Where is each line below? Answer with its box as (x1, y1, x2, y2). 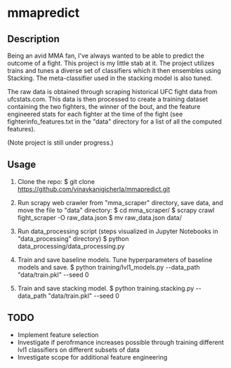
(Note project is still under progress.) (7, 138, 114, 147)
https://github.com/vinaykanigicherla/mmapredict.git (17, 185, 171, 193)
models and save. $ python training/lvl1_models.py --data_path (17, 263, 200, 271)
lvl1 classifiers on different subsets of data (17, 346, 140, 354)
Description (7, 33, 60, 45)
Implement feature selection (17, 330, 99, 339)
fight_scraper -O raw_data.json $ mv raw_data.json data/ (17, 213, 183, 222)
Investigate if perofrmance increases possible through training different (17, 338, 225, 346)
